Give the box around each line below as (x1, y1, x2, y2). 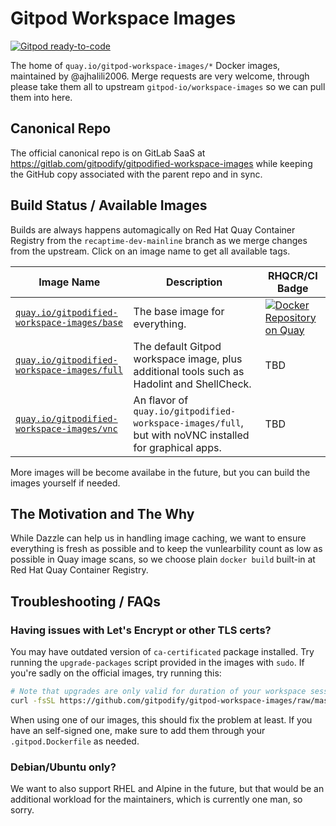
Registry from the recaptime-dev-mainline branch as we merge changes (10, 234, 308, 246)
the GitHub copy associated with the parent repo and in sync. (10, 168, 263, 180)
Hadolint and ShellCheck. (133, 377, 252, 391)
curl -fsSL (10, 695, 56, 706)
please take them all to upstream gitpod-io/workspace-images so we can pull (10, 80, 326, 92)
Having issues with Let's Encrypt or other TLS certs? (10, 623, 272, 637)
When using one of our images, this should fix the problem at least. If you (10, 713, 313, 726)
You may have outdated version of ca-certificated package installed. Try (10, 646, 315, 658)
